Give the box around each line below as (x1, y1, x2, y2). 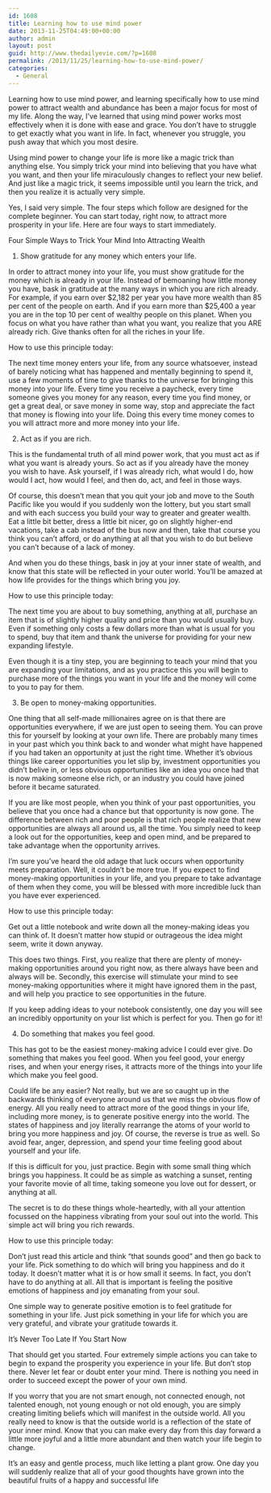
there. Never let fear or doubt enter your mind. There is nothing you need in (8, 1366, 259, 1377)
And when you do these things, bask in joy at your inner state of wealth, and (8, 558, 261, 568)
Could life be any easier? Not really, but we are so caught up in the (8, 1085, 230, 1095)
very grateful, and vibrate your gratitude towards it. (8, 1318, 178, 1328)
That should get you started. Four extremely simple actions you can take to (8, 1349, 257, 1359)
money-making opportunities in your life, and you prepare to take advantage (8, 873, 262, 883)
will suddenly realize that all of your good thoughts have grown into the (8, 1466, 244, 1476)
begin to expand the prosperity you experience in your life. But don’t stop (8, 1358, 252, 1368)
